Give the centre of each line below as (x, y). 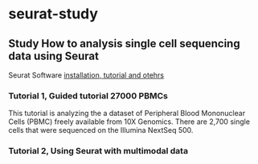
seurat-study (53, 14)
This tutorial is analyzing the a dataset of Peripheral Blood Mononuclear (127, 114)
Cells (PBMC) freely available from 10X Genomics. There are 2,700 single (129, 122)
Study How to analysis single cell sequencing (124, 44)
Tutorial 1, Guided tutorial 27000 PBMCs (88, 95)
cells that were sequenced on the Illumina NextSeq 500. (101, 130)
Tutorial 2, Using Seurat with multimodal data (98, 151)
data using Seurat (53, 56)
